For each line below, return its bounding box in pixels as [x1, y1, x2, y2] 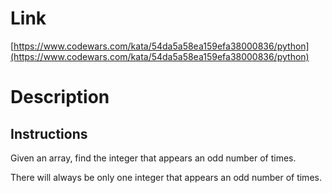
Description [10, 86, 110, 109]
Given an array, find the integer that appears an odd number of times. [10, 152, 297, 164]
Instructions [10, 125, 88, 142]
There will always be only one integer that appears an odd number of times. [10, 171, 322, 183]
